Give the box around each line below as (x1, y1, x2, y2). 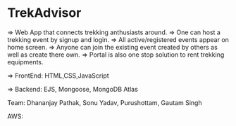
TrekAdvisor (7, 5, 82, 21)
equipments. (7, 57, 44, 66)
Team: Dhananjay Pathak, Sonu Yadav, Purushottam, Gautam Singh (7, 98, 202, 106)
